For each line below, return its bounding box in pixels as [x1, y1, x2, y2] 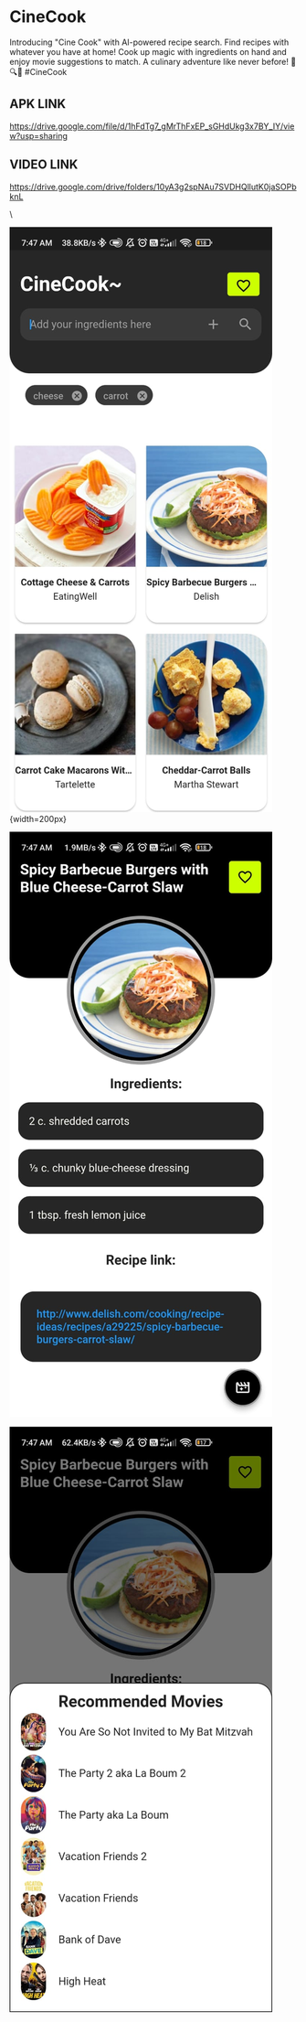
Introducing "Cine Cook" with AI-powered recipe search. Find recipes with [9, 37, 290, 48]
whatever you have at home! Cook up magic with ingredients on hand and [9, 46, 288, 57]
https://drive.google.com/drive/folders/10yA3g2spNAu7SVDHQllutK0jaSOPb [9, 181, 297, 192]
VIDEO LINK [9, 157, 79, 173]
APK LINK [9, 96, 67, 112]
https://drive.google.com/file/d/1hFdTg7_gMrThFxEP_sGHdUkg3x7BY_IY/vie [9, 121, 295, 132]
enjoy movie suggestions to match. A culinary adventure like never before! [9, 56, 290, 67]
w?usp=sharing [9, 130, 69, 141]
